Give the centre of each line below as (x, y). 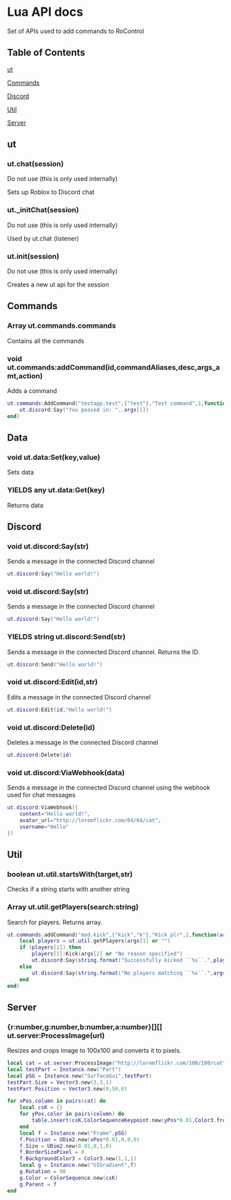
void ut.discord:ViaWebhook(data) (66, 772)
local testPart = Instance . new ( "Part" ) (64, 1069)
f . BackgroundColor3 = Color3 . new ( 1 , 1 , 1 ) (78, 1159)
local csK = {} (41, 1108)
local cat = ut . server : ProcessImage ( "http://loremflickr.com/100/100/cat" (117, 1063)
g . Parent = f (38, 1184)
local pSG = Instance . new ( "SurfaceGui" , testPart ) (80, 1076)
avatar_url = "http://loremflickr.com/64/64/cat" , (90, 820)
